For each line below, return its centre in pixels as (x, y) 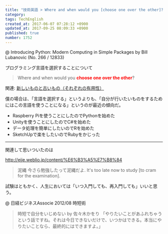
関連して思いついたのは (29, 150)
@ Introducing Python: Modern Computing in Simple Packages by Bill (76, 52)
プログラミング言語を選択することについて (49, 68)
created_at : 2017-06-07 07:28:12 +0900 (47, 24)
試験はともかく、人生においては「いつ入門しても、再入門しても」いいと (79, 186)
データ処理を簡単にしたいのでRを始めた (53, 128)
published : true (22, 33)
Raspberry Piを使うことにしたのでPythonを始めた (63, 115)
